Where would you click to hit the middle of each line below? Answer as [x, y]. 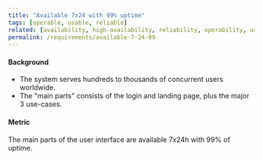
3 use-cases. [41, 104]
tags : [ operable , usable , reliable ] [68, 23]
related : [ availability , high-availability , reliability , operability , [127, 30]
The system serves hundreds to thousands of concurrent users [121, 80]
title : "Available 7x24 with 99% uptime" [77, 15]
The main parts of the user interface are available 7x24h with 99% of [119, 139]
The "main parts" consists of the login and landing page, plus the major [134, 96]
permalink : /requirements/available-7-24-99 [82, 37]
